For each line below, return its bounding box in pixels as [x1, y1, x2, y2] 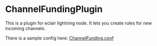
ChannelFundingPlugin [5, 3, 103, 15]
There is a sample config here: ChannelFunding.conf [5, 35, 114, 41]
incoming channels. [5, 25, 46, 31]
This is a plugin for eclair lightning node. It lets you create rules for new [5, 20, 152, 26]
